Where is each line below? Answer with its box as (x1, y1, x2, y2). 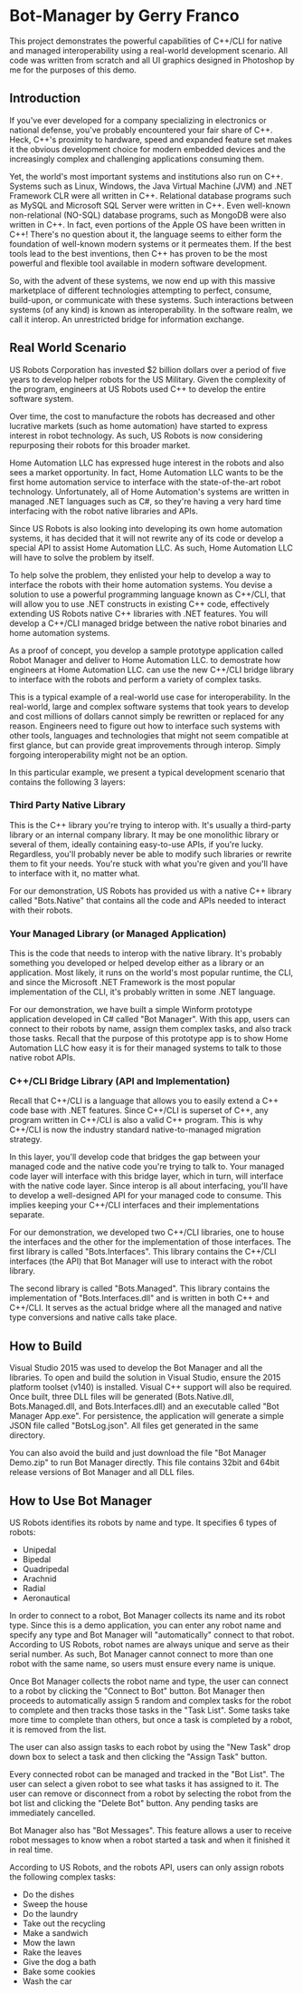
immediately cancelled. (9, 1807, 96, 1819)
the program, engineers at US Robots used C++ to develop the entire (9, 383, 267, 395)
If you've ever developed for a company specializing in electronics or (9, 114, 267, 125)
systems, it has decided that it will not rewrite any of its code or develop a (9, 533, 284, 543)
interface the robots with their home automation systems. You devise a (9, 579, 273, 590)
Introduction (9, 91, 81, 106)
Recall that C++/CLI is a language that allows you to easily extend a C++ (9, 1095, 279, 1107)
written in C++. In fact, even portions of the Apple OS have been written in (9, 219, 287, 230)
